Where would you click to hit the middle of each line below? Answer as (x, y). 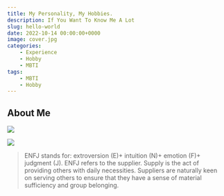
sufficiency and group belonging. (71, 186)
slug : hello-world (34, 26)
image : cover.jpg (32, 40)
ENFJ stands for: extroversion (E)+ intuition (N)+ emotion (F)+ (112, 156)
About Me (29, 113)
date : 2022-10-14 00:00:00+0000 (54, 33)
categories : (24, 46)
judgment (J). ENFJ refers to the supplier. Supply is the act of (112, 163)
